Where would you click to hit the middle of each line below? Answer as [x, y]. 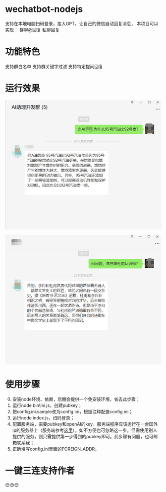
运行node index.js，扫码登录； [43, 418]
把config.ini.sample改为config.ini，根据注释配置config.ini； [73, 411]
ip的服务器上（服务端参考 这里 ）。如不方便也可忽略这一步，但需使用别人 [85, 430]
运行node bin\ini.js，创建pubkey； [47, 405]
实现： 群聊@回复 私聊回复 [32, 30]
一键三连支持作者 [40, 471]
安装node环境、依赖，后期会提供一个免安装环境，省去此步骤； [76, 399]
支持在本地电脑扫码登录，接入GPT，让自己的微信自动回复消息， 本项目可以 [82, 23]
